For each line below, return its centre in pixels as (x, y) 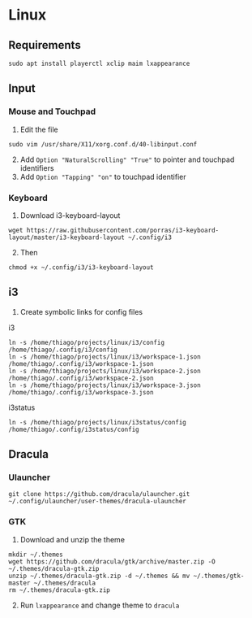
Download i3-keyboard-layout (70, 215)
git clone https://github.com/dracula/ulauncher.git (99, 494)
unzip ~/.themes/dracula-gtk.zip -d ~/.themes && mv (99, 576)
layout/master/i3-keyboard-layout (67, 237)
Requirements (45, 45)
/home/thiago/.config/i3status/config (74, 429)
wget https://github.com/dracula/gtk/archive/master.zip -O (112, 561)
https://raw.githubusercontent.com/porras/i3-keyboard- (123, 230)
